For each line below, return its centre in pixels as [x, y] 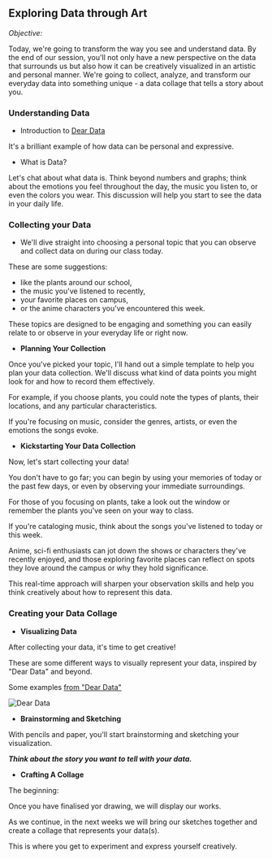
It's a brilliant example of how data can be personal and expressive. [121, 146]
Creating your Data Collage [63, 614]
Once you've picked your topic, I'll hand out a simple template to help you [131, 364]
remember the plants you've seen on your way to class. [101, 510]
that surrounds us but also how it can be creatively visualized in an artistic [132, 66]
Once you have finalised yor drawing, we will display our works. [115, 806]
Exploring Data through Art [78, 13]
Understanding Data [49, 113]
